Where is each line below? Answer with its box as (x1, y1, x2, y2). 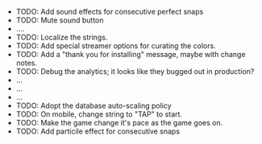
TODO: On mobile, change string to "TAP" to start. (15, 109, 183, 119)
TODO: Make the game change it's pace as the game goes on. (15, 118, 223, 127)
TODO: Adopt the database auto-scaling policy (15, 101, 172, 110)
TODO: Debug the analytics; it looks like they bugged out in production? (15, 67, 255, 76)
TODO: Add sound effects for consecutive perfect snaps (15, 7, 204, 16)
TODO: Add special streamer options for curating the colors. (15, 41, 216, 51)
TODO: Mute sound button (15, 15, 104, 25)
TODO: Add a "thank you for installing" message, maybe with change (15, 50, 246, 59)
